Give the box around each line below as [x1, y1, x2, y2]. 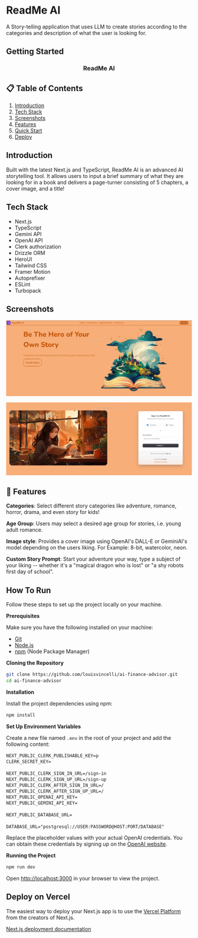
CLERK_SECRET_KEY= [6, 758, 51, 765]
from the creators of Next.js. [6, 914, 75, 921]
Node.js [14, 642, 34, 649]
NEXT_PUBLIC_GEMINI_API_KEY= [6, 800, 78, 806]
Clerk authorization [14, 243, 62, 250]
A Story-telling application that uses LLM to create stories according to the [6, 23, 187, 30]
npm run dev [6, 864, 35, 870]
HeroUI [14, 255, 32, 263]
